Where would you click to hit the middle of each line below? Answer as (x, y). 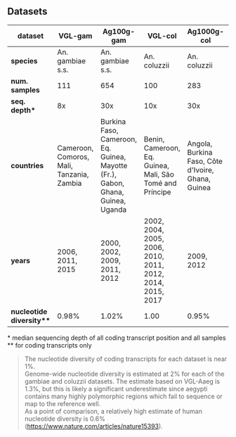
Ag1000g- (206, 31)
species (24, 61)
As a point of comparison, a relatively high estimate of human (113, 411)
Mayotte (114, 165)
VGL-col (162, 36)
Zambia (70, 183)
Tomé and (160, 183)
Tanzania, (73, 174)
